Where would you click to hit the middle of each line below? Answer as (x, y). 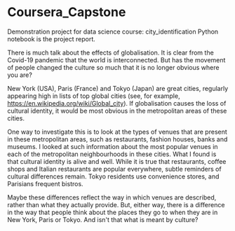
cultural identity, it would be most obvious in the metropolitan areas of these (117, 111)
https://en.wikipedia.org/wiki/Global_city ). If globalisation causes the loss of (117, 103)
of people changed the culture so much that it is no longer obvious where (113, 67)
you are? (20, 75)
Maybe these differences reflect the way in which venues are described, (112, 197)
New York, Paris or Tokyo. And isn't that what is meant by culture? (103, 219)
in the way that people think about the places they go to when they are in (113, 212)
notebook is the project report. (52, 38)
